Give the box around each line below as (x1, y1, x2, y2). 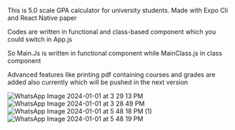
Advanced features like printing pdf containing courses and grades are (7, 71, 216, 79)
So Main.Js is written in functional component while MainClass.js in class (7, 49, 223, 57)
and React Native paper (7, 14, 77, 22)
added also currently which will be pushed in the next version (7, 78, 189, 86)
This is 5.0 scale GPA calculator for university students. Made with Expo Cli (7, 6, 229, 14)
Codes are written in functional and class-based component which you (7, 28, 216, 36)
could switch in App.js (7, 35, 73, 44)
